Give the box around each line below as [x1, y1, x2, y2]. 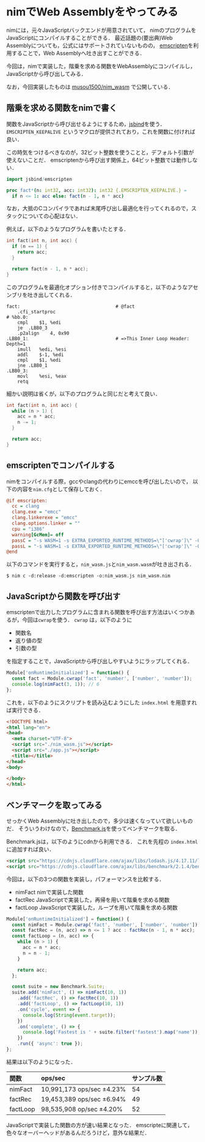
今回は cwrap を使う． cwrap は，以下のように [22, 616, 132, 623]
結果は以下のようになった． [6, 1058, 76, 1065]
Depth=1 [6, 341, 26, 347]
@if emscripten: [6, 497, 48, 504]
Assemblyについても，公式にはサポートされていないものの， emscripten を [6, 42, 193, 49]
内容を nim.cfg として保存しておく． [16, 485, 106, 493]
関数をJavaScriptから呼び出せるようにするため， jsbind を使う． [6, 120, 166, 128]
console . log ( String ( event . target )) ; [22, 1012, 116, 1018]
